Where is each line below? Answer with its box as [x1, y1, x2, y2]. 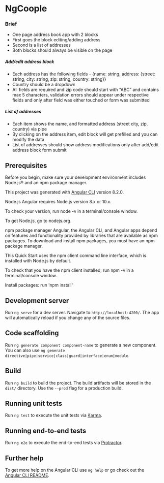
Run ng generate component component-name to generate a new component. [5, 342, 157, 348]
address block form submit [12, 147, 67, 153]
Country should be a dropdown [12, 82, 76, 88]
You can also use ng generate [5, 347, 65, 353]
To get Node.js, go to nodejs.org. [5, 218, 72, 224]
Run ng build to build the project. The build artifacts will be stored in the [5, 380, 151, 386]
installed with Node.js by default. [5, 258, 72, 264]
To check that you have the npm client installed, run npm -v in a [5, 267, 134, 273]
